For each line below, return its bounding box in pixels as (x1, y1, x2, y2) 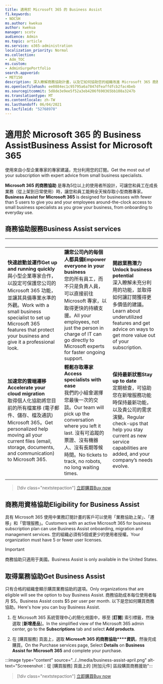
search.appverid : (5, 71, 40, 75)
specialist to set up (7, 314, 50, 321)
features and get (112, 319, 150, 326)
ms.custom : (5, 61, 27, 66)
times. (64, 470, 79, 477)
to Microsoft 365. (7, 456, 48, 462)
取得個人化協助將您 (7, 397, 52, 404)
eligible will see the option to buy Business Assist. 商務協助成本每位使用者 (5, 592, 153, 598)
